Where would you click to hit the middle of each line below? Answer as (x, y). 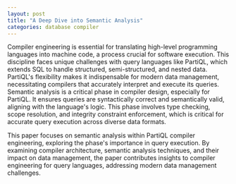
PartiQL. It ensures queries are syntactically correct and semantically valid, (116, 99)
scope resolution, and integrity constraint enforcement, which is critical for (116, 114)
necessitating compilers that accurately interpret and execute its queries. (113, 85)
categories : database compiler (53, 27)
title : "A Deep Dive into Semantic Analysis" (75, 20)
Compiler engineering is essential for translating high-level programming (113, 47)
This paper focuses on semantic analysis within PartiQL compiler (101, 135)
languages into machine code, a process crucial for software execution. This (118, 54)
